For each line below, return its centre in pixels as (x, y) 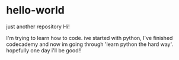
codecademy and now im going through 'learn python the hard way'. (90, 44)
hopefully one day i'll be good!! (44, 50)
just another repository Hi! (38, 26)
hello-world (36, 10)
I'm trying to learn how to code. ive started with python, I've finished (89, 38)
